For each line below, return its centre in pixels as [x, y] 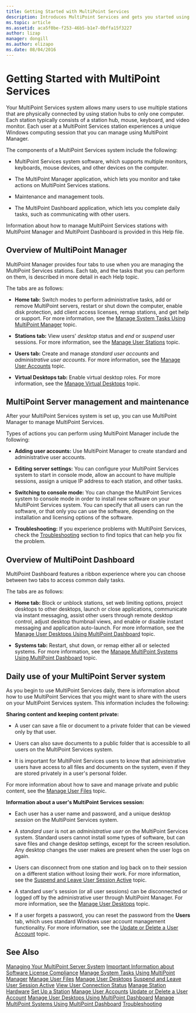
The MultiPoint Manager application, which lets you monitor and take [97, 179]
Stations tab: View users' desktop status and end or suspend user [95, 336]
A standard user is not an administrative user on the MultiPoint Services [101, 831]
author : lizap [23, 33]
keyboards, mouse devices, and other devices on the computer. [91, 167]
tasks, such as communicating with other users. [72, 214]
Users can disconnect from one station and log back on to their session [101, 867]
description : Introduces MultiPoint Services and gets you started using [98, 17]
